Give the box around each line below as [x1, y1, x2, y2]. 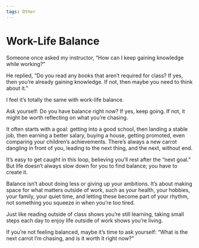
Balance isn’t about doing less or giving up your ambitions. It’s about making [6, 180, 192, 187]
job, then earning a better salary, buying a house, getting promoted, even [6, 131, 185, 139]
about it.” [6, 84, 29, 92]
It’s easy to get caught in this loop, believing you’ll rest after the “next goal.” [6, 156, 191, 163]
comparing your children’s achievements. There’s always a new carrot [6, 138, 177, 145]
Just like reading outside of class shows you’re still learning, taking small [6, 211, 184, 218]
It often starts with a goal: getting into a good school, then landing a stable [6, 125, 188, 133]
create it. [6, 168, 28, 175]
